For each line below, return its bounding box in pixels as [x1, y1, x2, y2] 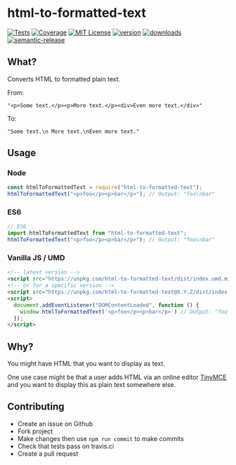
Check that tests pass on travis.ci [17, 442, 114, 450]
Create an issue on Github [17, 419, 93, 428]
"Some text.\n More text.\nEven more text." [7, 128, 140, 135]
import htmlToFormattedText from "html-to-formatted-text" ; [7, 230, 188, 237]
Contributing [7, 401, 65, 413]
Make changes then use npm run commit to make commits [17, 434, 184, 442]
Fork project [17, 427, 53, 435]
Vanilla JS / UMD [7, 253, 65, 263]
